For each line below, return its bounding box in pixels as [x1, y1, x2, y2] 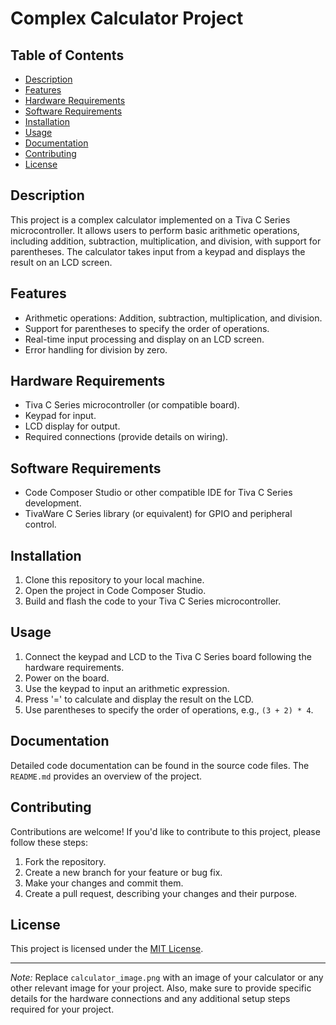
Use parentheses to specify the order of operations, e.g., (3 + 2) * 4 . [24, 703, 314, 716]
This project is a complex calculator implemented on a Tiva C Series [10, 213, 291, 226]
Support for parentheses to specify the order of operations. [24, 322, 270, 334]
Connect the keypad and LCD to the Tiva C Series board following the [24, 650, 312, 662]
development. [24, 497, 82, 509]
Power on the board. [24, 672, 110, 684]
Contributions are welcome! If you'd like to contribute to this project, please [10, 825, 321, 837]
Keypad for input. [24, 410, 97, 422]
